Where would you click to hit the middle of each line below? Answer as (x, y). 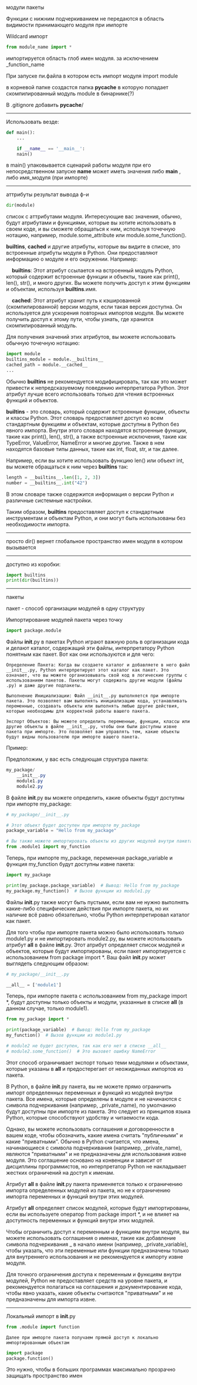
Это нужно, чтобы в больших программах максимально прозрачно (91, 1370)
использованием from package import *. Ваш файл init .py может (86, 957)
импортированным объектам (38, 1343)
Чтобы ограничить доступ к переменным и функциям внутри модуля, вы (98, 1232)
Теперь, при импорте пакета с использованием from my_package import (97, 996)
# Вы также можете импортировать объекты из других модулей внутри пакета (99, 841)
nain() (25, 154)
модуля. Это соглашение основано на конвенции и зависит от (84, 1160)
